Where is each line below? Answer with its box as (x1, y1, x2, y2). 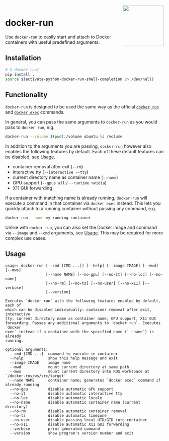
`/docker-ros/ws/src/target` (5, 373, 66, 379)
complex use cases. (5, 235, 47, 241)
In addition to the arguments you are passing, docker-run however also (5, 143, 152, 149)
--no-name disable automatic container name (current (10, 400, 141, 405)
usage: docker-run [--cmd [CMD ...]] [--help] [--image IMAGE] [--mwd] (5, 263, 158, 268)
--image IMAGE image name (10, 360, 71, 365)
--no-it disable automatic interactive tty (10, 391, 123, 396)
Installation (5, 54, 41, 62)
